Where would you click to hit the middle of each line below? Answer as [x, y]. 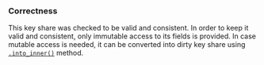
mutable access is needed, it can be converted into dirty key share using [127, 45]
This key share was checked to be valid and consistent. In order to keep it [128, 28]
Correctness [33, 11]
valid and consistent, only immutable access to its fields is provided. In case [132, 36]
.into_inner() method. [46, 53]
